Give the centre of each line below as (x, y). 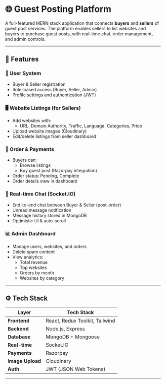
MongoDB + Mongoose (73, 337)
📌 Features (22, 59)
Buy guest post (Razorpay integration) (58, 171)
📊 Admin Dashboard (30, 234)
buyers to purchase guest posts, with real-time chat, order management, (79, 34)
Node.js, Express (65, 328)
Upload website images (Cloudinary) (49, 131)
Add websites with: (32, 121)
